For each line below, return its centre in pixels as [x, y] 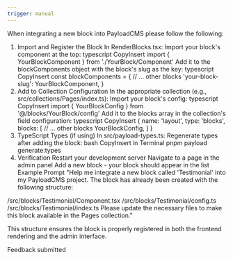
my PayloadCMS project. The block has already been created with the [118, 179]
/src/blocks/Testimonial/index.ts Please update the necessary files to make [115, 208]
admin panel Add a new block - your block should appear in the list [113, 165]
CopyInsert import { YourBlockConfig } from [80, 106]
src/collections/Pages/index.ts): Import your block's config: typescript [118, 99]
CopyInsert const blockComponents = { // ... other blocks [99, 76]
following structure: [45, 187]
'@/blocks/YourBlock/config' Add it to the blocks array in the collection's [121, 113]
